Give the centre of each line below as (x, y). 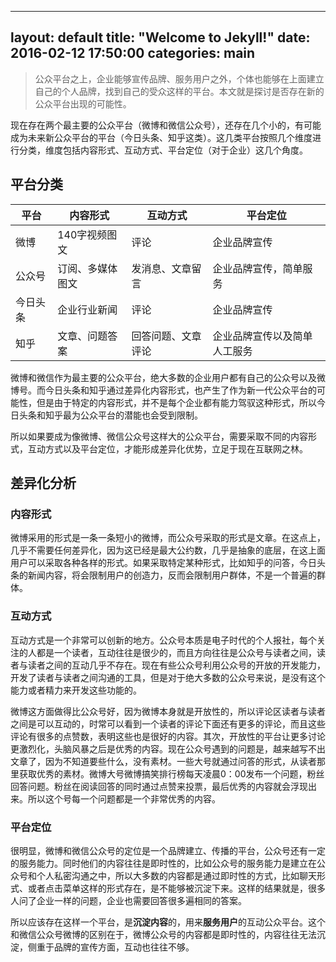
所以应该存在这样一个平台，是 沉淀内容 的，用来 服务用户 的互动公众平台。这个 (168, 922)
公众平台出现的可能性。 (83, 103)
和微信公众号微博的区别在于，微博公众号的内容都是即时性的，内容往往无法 (163, 934)
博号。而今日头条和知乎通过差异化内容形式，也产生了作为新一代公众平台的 (163, 390)
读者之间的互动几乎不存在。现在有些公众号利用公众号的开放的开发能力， (176, 665)
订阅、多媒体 (87, 268)
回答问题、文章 (166, 336)
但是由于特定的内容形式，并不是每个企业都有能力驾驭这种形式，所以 (176, 402)
